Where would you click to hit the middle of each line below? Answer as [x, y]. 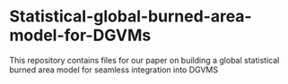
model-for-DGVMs [80, 35]
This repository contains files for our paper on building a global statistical [144, 60]
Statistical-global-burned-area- [131, 17]
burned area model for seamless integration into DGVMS [113, 70]
